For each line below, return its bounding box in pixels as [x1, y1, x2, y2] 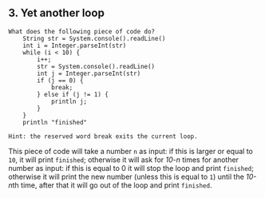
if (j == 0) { [37, 76, 84, 85]
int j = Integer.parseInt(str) [37, 69, 141, 77]
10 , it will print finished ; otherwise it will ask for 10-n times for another [8, 155, 239, 164]
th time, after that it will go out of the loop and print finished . [12, 180, 212, 190]
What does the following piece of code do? [8, 27, 156, 35]
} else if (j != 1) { [37, 90, 109, 98]
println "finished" [22, 118, 88, 126]
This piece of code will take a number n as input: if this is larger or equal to [8, 146, 253, 156]
